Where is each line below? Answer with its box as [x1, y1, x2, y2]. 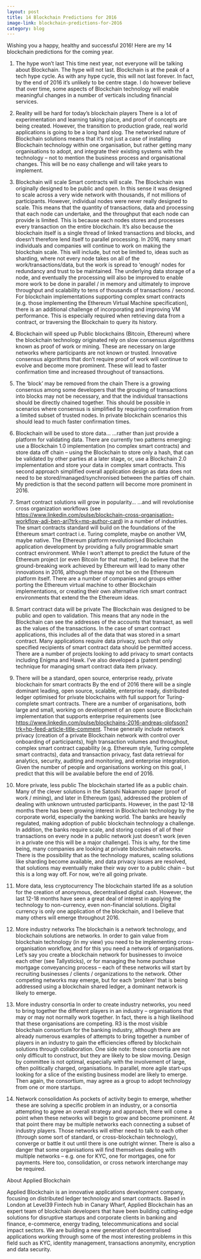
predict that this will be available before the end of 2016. [15, 770, 154, 777]
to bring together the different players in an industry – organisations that [15, 1007, 193, 1015]
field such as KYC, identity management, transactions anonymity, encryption [7, 1239, 196, 1246]
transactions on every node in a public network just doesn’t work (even [15, 833, 191, 840]
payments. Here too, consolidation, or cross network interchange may [15, 1159, 188, 1166]
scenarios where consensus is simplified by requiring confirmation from [15, 405, 193, 413]
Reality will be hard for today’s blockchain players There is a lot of [15, 110, 178, 117]
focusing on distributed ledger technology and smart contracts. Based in [7, 1195, 186, 1202]
